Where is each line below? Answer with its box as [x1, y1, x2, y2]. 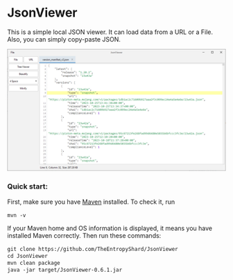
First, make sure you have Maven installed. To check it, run [7, 198, 175, 206]
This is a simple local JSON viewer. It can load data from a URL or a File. [7, 28, 214, 36]
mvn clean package [7, 259, 60, 266]
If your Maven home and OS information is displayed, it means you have [7, 224, 213, 232]
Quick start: [7, 182, 49, 191]
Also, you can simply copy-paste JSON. [7, 35, 121, 43]
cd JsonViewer [7, 252, 49, 259]
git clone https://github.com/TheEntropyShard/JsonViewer [7, 245, 178, 252]
